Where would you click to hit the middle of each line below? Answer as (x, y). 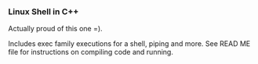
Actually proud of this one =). (56, 29)
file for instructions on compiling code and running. (91, 52)
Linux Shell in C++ (44, 12)
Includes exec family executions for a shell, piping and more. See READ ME (129, 44)
